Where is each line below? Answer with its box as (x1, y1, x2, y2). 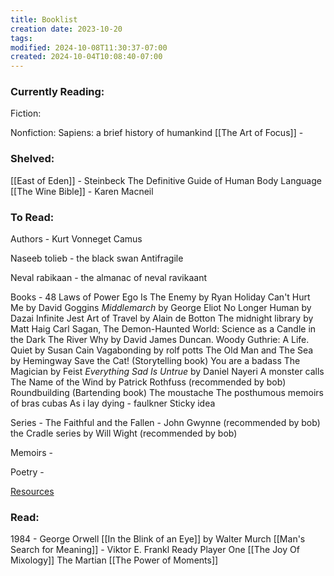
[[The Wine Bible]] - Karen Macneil (10, 185, 154, 197)
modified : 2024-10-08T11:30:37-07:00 (10, 42, 168, 53)
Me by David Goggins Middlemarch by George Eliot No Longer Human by (10, 302, 312, 314)
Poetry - (10, 466, 45, 478)
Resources (10, 486, 55, 498)
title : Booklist (10, 14, 78, 25)
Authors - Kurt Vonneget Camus (10, 233, 143, 245)
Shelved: (10, 152, 55, 166)
